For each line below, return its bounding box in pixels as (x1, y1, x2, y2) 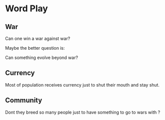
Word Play (5, 3, 48, 14)
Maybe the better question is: (5, 45, 65, 51)
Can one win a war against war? (5, 35, 71, 41)
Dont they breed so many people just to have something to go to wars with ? (5, 109, 161, 115)
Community (5, 96, 42, 105)
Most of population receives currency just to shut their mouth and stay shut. (5, 82, 160, 88)
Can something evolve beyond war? (5, 55, 78, 60)
